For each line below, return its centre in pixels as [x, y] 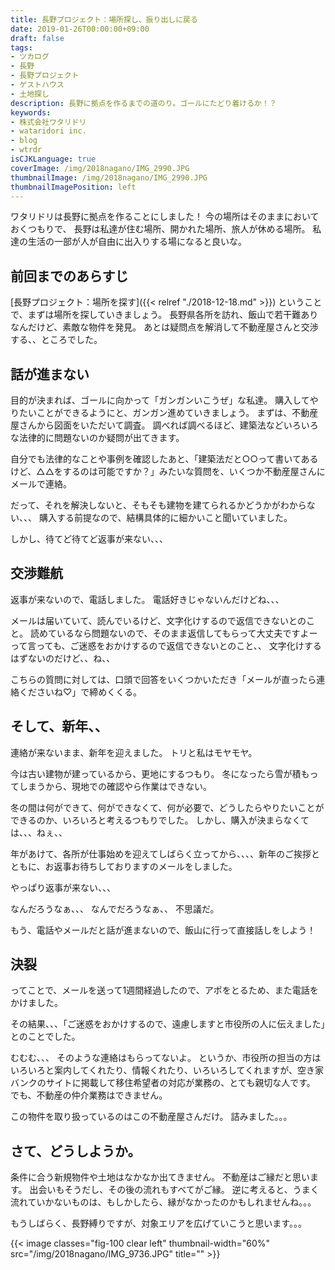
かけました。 [36, 1003]
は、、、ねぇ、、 [39, 832]
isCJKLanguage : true [53, 159]
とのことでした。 [45, 1037]
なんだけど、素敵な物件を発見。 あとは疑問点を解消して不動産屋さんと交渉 [164, 327]
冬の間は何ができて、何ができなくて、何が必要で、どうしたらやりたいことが [167, 807]
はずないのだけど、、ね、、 [63, 658]
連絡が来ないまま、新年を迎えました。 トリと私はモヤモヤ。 [134, 752]
